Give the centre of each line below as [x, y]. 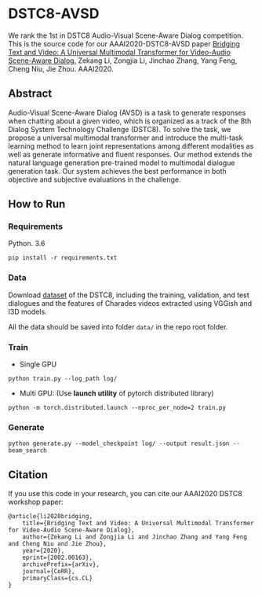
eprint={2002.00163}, [57, 558]
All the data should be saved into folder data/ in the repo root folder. [118, 326]
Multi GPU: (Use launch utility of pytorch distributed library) [116, 393]
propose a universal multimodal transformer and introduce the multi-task [126, 138]
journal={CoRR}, [49, 572]
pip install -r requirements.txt [63, 258]
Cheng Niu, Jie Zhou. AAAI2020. [61, 68]
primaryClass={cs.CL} [57, 579]
